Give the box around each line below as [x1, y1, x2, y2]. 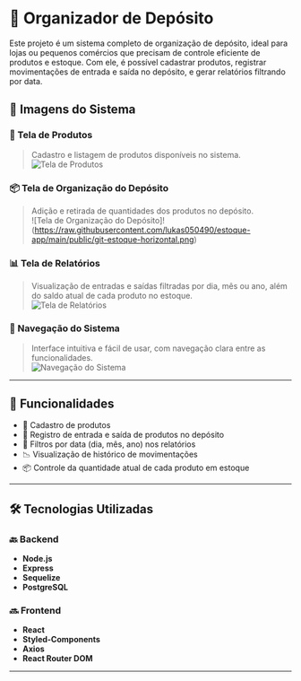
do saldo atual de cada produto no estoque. [30, 291, 193, 301]
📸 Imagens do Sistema [9, 102, 136, 118]
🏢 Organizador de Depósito [9, 8, 214, 29]
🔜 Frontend [9, 604, 62, 616]
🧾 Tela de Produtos [9, 129, 93, 142]
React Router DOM [21, 653, 93, 664]
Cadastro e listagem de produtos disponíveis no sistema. [30, 149, 242, 160]
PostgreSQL [21, 582, 69, 593]
